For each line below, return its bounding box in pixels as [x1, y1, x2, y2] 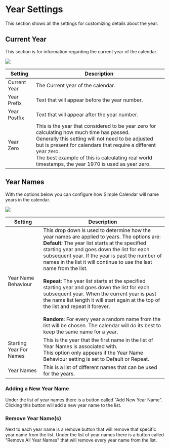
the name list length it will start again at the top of [43, 296, 160, 303]
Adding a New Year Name [5, 385, 69, 392]
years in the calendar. [5, 196, 51, 202]
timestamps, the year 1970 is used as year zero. [36, 160, 151, 167]
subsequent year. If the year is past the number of [43, 252, 162, 259]
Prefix [8, 99, 22, 107]
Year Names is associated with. [43, 342, 118, 350]
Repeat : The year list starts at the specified [43, 278, 146, 285]
